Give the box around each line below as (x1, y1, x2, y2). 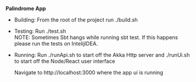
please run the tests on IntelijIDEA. (14, 40, 98, 47)
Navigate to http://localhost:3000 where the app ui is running (14, 69, 163, 76)
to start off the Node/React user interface (14, 58, 115, 64)
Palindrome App (5, 5, 46, 12)
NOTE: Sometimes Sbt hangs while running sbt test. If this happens (14, 34, 178, 40)
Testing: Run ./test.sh (14, 28, 66, 35)
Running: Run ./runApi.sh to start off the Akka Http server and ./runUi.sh (14, 52, 190, 58)
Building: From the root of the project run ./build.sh (14, 16, 138, 23)
